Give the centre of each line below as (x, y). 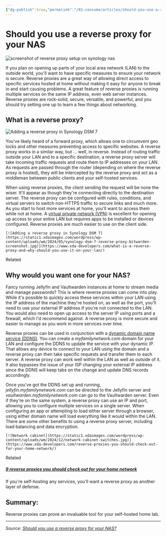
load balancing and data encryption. (42, 427)
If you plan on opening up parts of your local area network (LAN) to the (78, 68)
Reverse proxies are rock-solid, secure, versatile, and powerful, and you (79, 99)
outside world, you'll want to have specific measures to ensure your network (83, 73)
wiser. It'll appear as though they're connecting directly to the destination (80, 193)
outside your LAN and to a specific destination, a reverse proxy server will (81, 157)
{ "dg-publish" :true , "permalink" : (40, 10)
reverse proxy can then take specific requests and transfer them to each (79, 354)
